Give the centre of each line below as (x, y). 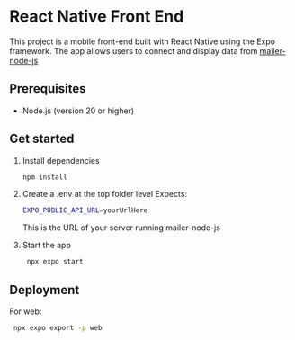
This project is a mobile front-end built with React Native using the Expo (143, 41)
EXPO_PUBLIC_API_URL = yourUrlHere (85, 210)
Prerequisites (48, 89)
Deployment (45, 290)
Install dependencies (61, 160)
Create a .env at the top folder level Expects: (104, 194)
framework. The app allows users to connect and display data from (134, 50)
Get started (42, 139)
